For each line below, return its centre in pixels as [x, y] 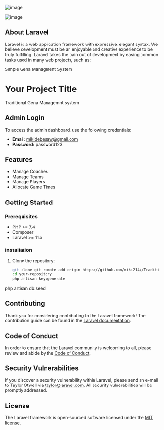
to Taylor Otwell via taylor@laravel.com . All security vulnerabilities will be [79, 385]
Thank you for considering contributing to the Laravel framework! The [75, 315]
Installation [19, 250]
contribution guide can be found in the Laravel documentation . [68, 320]
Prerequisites [21, 216]
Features [19, 160]
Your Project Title [41, 89]
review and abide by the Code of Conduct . [48, 353]
